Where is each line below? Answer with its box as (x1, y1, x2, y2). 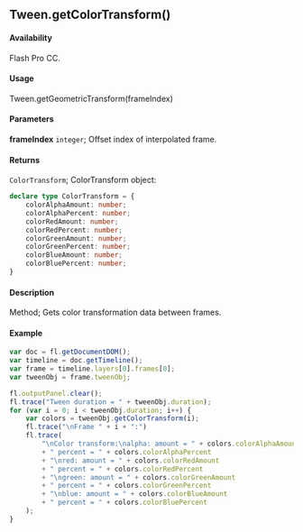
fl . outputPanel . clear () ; (9, 389, 103, 398)
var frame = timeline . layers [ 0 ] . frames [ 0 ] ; (9, 364, 176, 373)
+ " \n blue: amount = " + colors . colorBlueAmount (41, 490, 228, 499)
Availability (9, 32, 52, 43)
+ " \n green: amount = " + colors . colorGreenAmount (41, 472, 236, 482)
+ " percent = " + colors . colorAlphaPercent (41, 447, 212, 456)
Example (9, 327, 43, 338)
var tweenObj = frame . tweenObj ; (9, 372, 131, 381)
